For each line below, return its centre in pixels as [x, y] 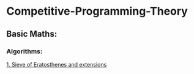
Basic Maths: [32, 34]
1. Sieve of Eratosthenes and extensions [57, 64]
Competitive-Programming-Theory [97, 11]
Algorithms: [24, 51]
